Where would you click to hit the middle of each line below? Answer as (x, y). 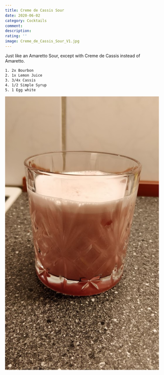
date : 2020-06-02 (23, 15)
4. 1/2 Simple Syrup (26, 85)
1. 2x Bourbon (20, 70)
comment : (14, 26)
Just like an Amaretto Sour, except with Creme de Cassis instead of (73, 56)
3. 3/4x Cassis (20, 80)
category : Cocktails (26, 21)
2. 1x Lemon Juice (24, 75)
